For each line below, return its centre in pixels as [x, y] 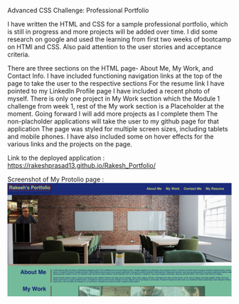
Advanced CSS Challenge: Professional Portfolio [78, 10]
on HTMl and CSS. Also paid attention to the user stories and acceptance [115, 47]
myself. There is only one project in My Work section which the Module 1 [114, 98]
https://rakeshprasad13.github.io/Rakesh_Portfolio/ [82, 166]
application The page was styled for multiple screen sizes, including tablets [118, 129]
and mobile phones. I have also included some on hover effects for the [111, 136]
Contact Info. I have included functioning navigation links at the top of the [115, 76]
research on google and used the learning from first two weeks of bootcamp [119, 39]
